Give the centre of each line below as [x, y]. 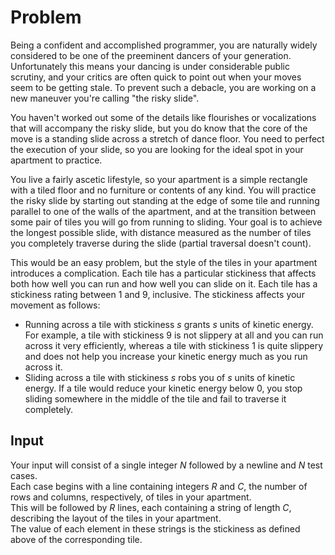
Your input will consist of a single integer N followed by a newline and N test [166, 465]
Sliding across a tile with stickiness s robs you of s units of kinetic [160, 377]
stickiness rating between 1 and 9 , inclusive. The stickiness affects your [157, 294]
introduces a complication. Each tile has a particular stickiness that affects [163, 273]
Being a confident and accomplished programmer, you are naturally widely [164, 45]
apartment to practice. [56, 160]
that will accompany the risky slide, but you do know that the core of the [159, 128]
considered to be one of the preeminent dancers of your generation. [151, 55]
